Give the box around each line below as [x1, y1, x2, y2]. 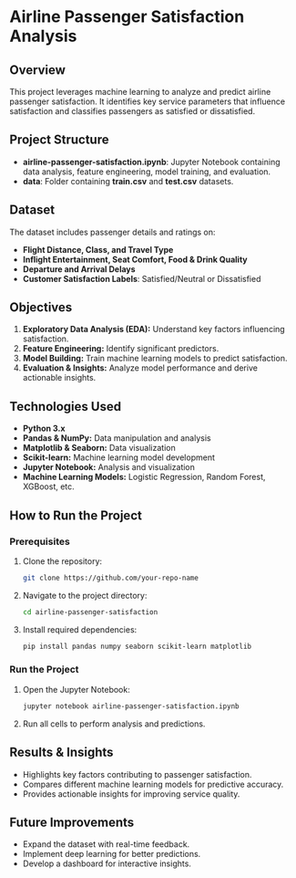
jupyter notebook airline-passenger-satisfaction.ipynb [22, 701, 240, 711]
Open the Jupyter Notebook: [22, 684, 130, 695]
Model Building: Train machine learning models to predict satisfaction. [22, 353, 288, 364]
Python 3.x [22, 423, 66, 434]
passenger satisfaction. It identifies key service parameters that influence [9, 96, 285, 107]
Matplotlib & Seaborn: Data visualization [22, 443, 176, 454]
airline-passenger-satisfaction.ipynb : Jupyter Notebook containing [22, 156, 281, 167]
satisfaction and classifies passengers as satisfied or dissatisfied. [9, 106, 256, 116]
